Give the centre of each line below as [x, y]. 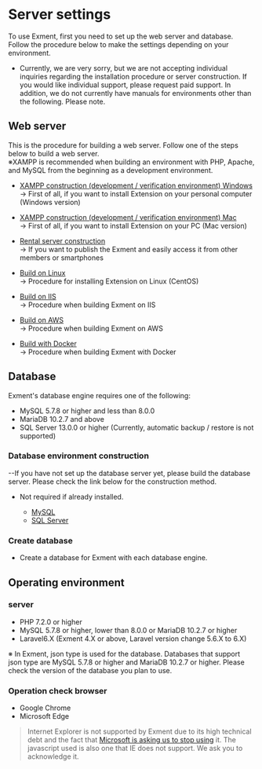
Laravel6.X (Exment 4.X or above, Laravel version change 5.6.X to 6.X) [133, 639]
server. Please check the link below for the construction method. [113, 482]
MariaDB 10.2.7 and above [62, 419]
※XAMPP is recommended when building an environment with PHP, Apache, [131, 162]
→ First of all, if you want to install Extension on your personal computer [136, 193]
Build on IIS [38, 296]
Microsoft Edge [44, 716]
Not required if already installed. [71, 496]
